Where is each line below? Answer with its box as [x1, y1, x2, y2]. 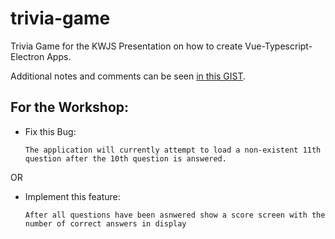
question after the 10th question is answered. [24, 153, 227, 164]
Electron [10, 50, 45, 62]
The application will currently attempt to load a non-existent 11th [24, 145, 322, 155]
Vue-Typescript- [244, 40, 313, 52]
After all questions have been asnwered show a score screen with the [24, 210, 326, 220]
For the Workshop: [10, 99, 130, 116]
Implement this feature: [24, 190, 121, 202]
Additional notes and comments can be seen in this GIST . [10, 70, 247, 82]
